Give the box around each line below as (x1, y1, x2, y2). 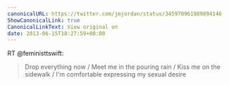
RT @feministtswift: (7, 49, 64, 58)
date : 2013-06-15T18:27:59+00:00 (7, 30, 106, 37)
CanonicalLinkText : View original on (7, 23, 118, 30)
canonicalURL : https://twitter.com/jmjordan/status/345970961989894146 (7, 10, 222, 18)
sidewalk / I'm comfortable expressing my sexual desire (24, 70, 187, 79)
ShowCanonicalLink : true (7, 17, 80, 24)
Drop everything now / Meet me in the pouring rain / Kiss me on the (24, 63, 221, 71)
